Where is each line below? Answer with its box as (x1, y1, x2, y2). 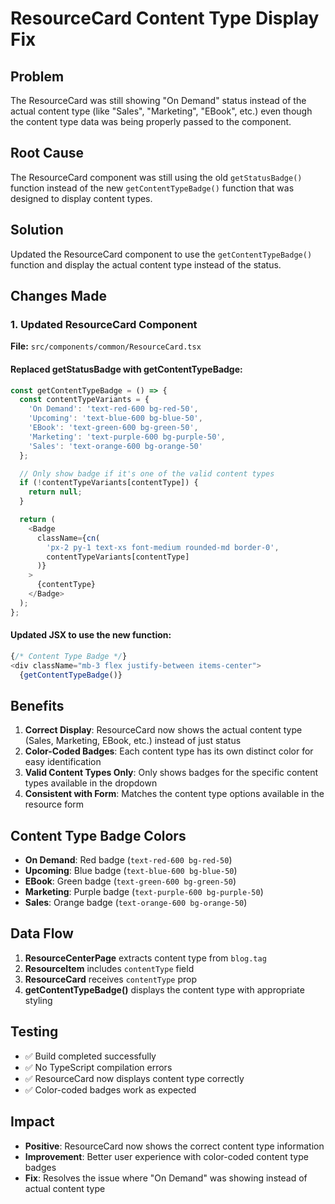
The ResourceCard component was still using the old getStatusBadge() (10, 171, 303, 183)
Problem (10, 68, 65, 85)
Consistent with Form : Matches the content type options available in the (24, 788, 325, 800)
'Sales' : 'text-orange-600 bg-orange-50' (28, 441, 203, 451)
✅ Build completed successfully (24, 1050, 157, 1062)
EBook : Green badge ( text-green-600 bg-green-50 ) (24, 875, 237, 887)
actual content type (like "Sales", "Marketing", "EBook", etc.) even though (10, 105, 313, 117)
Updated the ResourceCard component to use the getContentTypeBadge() (10, 248, 313, 260)
